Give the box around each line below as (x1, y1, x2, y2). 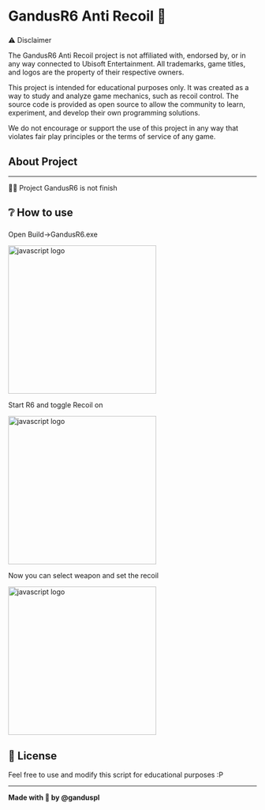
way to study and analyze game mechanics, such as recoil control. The (8, 91, 239, 101)
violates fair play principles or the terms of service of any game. (8, 132, 216, 142)
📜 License (8, 749, 58, 763)
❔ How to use (8, 206, 73, 220)
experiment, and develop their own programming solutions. (8, 108, 200, 118)
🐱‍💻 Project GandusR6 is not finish (8, 183, 118, 192)
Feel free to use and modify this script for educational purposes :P (8, 770, 223, 780)
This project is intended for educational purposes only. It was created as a (8, 83, 249, 93)
